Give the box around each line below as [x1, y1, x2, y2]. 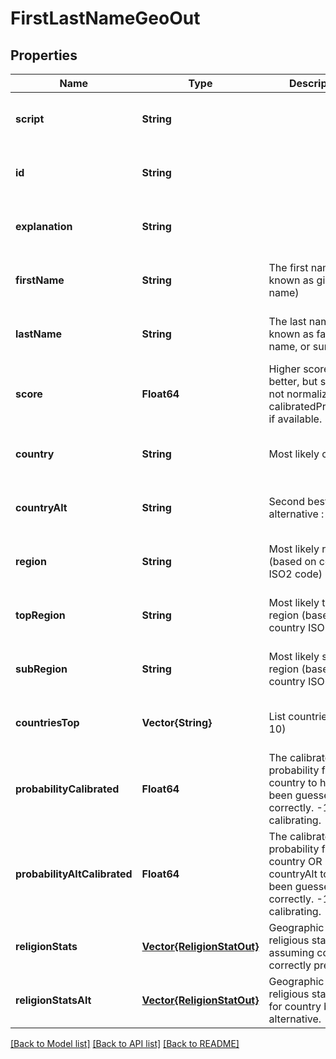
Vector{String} [141, 716, 213, 729]
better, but [268, 375, 318, 388]
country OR [268, 855, 323, 868]
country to [268, 776, 318, 789]
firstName [15, 273, 65, 287]
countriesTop [15, 716, 80, 729]
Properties [10, 47, 78, 64]
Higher [268, 362, 301, 376]
